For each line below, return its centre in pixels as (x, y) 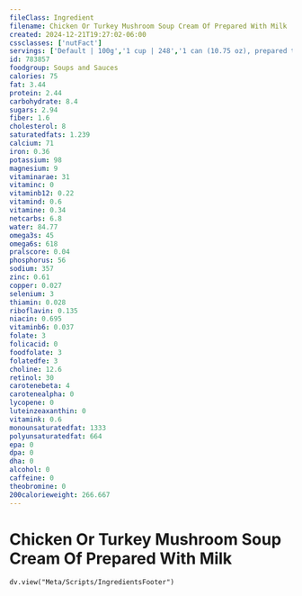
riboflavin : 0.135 (44, 311)
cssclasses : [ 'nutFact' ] (56, 43)
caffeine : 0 (31, 478)
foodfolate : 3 (36, 352)
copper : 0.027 (36, 285)
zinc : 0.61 (30, 277)
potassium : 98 (36, 160)
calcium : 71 (31, 143)
